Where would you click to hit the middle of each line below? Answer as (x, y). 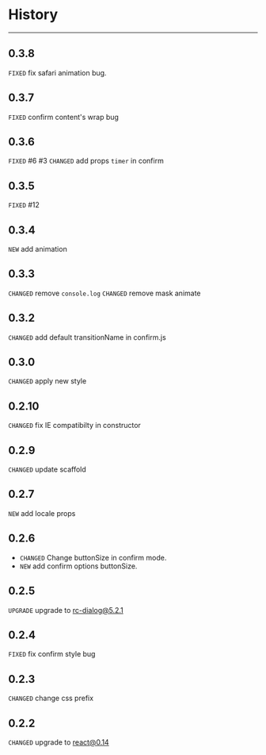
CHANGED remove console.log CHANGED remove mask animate (104, 293)
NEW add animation (38, 249)
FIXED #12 (24, 205)
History (33, 15)
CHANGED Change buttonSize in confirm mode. (93, 557)
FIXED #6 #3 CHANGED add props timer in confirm (86, 161)
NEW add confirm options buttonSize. (78, 566)
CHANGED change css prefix (51, 698)
